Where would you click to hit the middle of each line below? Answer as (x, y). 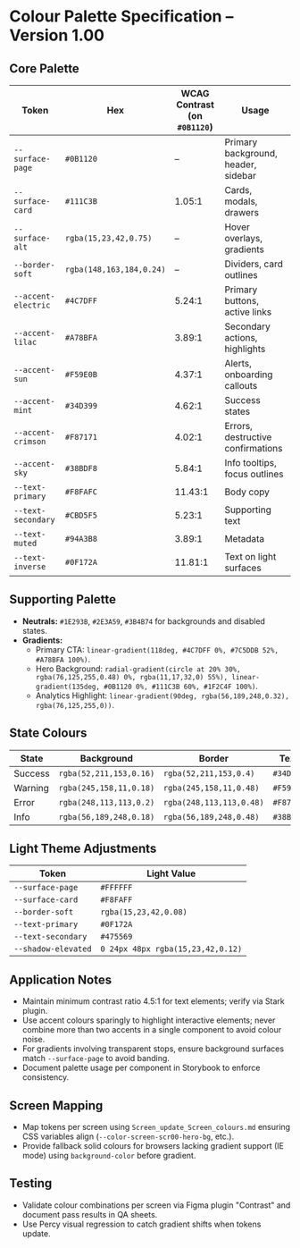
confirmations (254, 448)
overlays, (244, 238)
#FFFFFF (117, 888)
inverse (30, 566)
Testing (31, 1183)
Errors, (238, 426)
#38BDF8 (82, 468)
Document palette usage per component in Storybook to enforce (141, 1068)
